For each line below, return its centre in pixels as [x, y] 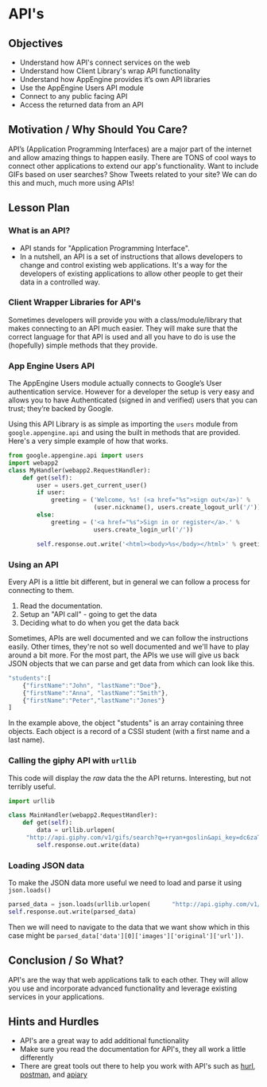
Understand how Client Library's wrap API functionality [110, 71]
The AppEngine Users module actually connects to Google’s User [115, 383]
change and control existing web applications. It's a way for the [124, 265]
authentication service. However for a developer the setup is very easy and [131, 392]
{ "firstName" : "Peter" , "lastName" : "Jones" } [94, 700]
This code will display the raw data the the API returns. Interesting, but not [130, 778]
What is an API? [39, 230]
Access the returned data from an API [81, 105]
